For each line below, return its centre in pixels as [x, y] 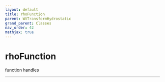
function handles [22, 70]
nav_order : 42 [20, 28]
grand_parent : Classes [28, 23]
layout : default [22, 10]
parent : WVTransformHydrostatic [38, 19]
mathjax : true [20, 32]
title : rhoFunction [25, 14]
